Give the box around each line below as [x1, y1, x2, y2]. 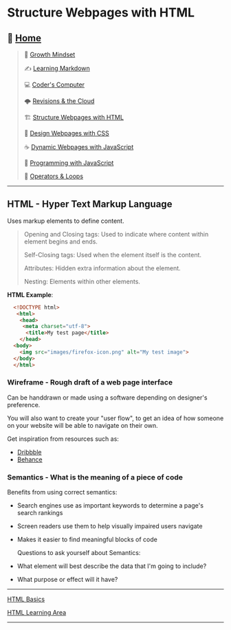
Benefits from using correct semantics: [7, 488, 118, 497]
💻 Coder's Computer [23, 80, 85, 89]
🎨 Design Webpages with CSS [23, 129, 110, 137]
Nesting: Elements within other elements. [23, 277, 141, 285]
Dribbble [16, 448, 42, 456]
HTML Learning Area [7, 609, 67, 617]
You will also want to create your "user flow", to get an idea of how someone [7, 414, 224, 422]
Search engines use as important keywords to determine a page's [16, 501, 204, 510]
